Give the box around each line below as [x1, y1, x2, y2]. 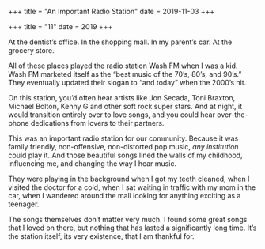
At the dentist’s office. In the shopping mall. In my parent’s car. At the [8, 37, 233, 47]
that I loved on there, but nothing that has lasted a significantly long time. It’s [8, 223, 257, 232]
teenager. [8, 199, 40, 209]
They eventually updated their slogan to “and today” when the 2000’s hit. [8, 78, 247, 87]
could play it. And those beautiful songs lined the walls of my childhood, [8, 150, 243, 160]
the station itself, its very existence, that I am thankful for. [8, 232, 195, 240]
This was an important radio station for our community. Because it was [8, 134, 239, 143]
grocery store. [8, 46, 55, 55]
